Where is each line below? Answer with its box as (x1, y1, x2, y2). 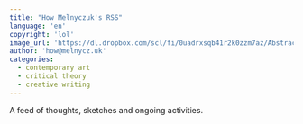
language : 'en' (9, 22, 67, 31)
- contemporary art (17, 64, 91, 73)
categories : (9, 55, 54, 64)
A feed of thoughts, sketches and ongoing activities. (9, 104, 204, 115)
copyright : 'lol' (9, 30, 75, 39)
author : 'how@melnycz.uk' (9, 47, 106, 56)
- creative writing (17, 80, 91, 89)
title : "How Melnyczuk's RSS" (9, 13, 124, 22)
